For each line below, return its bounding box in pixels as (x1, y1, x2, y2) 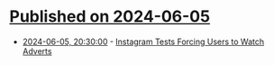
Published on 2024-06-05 (9, 6, 210, 27)
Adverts (22, 45, 52, 56)
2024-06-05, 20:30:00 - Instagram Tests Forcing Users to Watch (22, 36, 265, 47)
